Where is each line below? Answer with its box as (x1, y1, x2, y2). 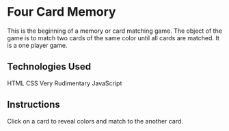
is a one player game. (7, 41, 68, 49)
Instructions (7, 99, 60, 111)
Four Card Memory (7, 4, 116, 20)
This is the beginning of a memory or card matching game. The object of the (7, 27, 222, 35)
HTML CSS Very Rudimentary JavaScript (7, 79, 122, 87)
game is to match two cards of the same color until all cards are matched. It (7, 33, 220, 42)
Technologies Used (7, 61, 91, 72)
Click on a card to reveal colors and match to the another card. (7, 117, 183, 125)
